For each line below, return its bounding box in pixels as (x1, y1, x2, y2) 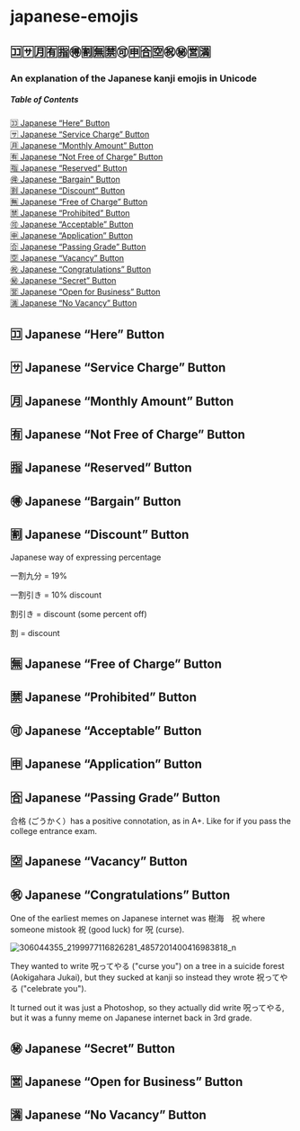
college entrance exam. (10, 826, 98, 836)
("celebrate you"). (20, 983, 87, 994)
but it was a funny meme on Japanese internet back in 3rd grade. (10, 1012, 252, 1023)
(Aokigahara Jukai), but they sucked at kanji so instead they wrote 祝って (10, 972, 280, 983)
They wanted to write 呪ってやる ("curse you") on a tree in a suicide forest (10, 961, 286, 972)
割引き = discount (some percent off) (10, 608, 147, 619)
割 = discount (10, 627, 61, 638)
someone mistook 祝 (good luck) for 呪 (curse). (10, 924, 185, 935)
